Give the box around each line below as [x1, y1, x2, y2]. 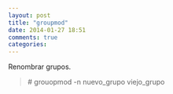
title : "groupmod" [8, 19, 68, 27]
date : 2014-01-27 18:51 [8, 26, 86, 34]
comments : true [8, 33, 58, 42]
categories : [8, 41, 47, 49]
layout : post [8, 11, 51, 20]
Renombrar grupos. [8, 62, 72, 71]
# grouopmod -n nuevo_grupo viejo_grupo [27, 78, 165, 87]
